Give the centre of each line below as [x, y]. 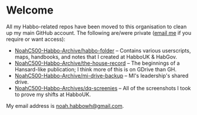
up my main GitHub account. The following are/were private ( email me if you [99, 32]
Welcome [30, 10]
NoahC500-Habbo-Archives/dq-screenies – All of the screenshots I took [103, 88]
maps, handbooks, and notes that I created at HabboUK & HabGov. [96, 57]
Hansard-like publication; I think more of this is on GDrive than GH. [96, 69]
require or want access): [36, 39]
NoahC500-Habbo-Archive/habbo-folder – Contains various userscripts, [103, 50]
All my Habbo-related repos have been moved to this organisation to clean [96, 27]
